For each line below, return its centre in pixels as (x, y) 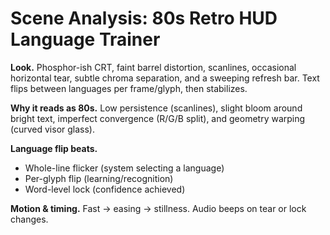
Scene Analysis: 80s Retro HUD (144, 18)
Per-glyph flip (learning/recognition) (99, 178)
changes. (29, 219)
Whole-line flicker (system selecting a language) (124, 168)
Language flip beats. (54, 148)
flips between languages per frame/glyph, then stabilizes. (129, 88)
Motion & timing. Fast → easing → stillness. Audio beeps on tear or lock (158, 208)
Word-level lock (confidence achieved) (105, 189)
